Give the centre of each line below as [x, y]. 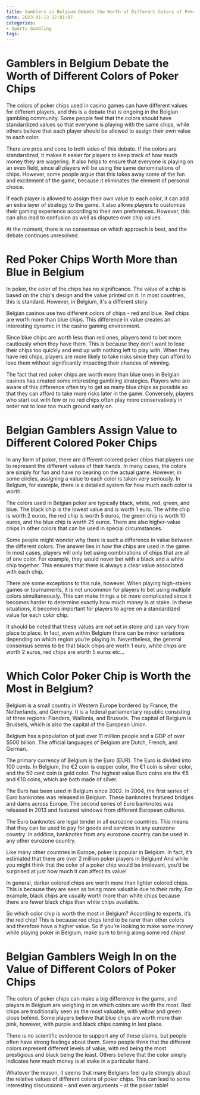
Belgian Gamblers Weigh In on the [92, 957]
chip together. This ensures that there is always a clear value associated [95, 565]
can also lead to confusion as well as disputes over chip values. [84, 218]
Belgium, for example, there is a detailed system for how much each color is [99, 485]
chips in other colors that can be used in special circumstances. [85, 528]
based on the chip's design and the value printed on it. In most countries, [96, 295]
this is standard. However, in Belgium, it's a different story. [77, 302]
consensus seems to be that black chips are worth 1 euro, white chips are [96, 646]
